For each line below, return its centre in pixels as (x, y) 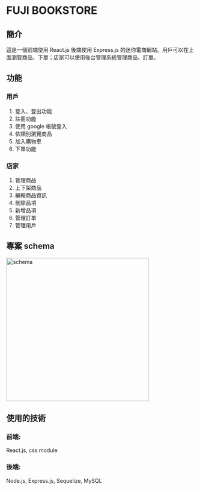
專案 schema (31, 246)
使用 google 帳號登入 (41, 126)
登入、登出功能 (33, 111)
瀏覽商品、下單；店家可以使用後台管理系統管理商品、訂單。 (85, 57)
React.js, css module (32, 450)
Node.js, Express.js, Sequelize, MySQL (54, 480)
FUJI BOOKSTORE (52, 11)
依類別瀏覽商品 (33, 134)
